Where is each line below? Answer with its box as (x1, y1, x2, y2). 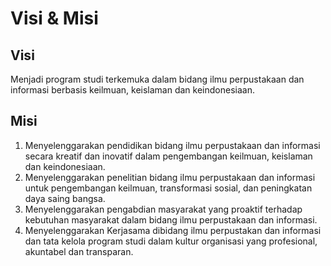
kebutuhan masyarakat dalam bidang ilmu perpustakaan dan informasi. (24, 213, 318, 226)
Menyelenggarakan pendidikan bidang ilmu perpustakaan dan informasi (24, 139, 321, 151)
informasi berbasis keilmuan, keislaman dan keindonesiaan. (10, 84, 255, 96)
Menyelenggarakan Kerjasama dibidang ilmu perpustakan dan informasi (24, 224, 322, 236)
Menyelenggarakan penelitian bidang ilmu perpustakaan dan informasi (24, 171, 316, 183)
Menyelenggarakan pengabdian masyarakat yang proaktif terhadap (24, 203, 303, 215)
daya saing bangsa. (24, 192, 106, 204)
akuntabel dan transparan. (24, 245, 134, 257)
